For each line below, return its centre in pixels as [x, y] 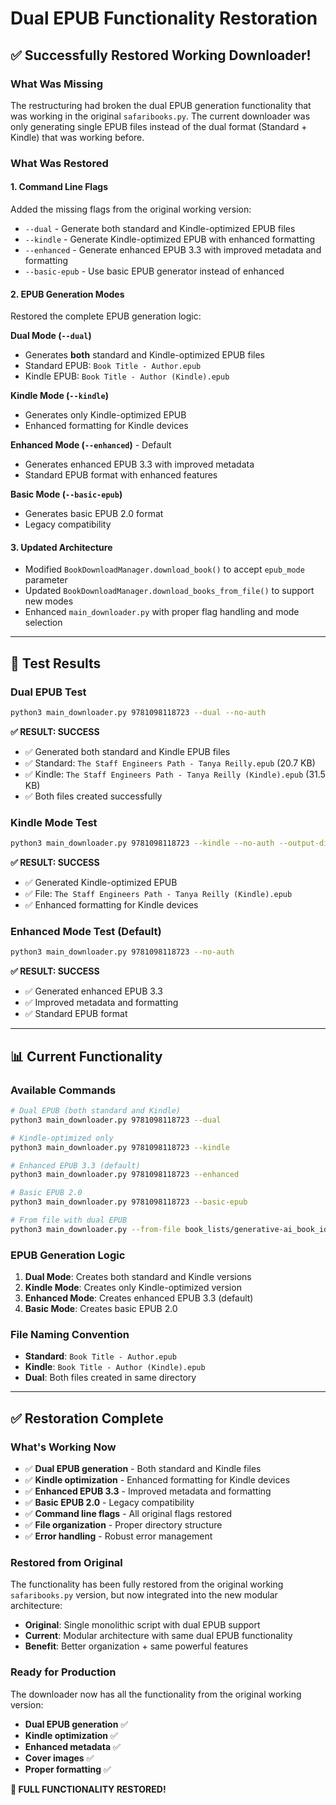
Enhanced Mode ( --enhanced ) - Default [91, 445]
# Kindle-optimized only [62, 1138]
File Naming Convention [70, 1334]
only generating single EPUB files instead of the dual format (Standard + [159, 126]
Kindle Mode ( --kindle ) [59, 396]
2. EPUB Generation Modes [67, 294]
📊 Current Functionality [86, 1056]
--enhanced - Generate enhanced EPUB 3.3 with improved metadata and [173, 250]
